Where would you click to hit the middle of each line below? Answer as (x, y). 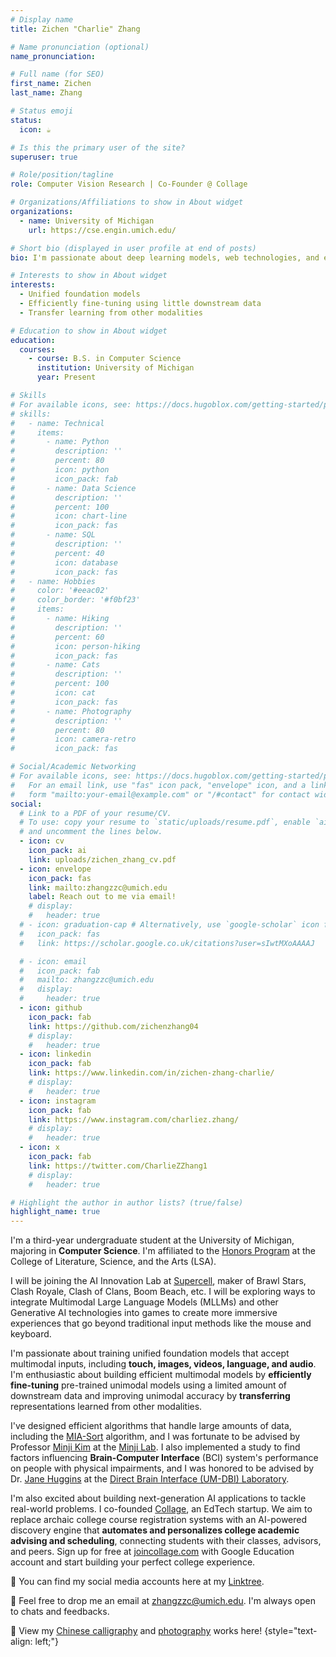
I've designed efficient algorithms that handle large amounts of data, (151, 1426)
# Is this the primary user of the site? (98, 147)
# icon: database (64, 562)
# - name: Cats (55, 665)
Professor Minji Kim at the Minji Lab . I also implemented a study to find (155, 1447)
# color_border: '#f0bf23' (75, 600)
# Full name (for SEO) (57, 74)
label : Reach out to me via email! (102, 897)
